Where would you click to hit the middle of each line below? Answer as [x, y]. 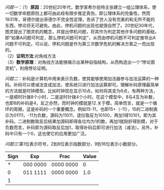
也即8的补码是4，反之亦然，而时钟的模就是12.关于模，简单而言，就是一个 [79, 103]
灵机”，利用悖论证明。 [28, 68]
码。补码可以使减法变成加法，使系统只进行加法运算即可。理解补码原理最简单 [82, 85]
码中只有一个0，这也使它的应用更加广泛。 [47, 134]
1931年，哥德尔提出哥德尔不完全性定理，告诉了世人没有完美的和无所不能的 [80, 19]
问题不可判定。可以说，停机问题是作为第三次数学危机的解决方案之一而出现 [80, 44]
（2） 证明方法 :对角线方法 [31, 56]
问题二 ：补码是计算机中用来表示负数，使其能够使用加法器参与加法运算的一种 [82, 79]
